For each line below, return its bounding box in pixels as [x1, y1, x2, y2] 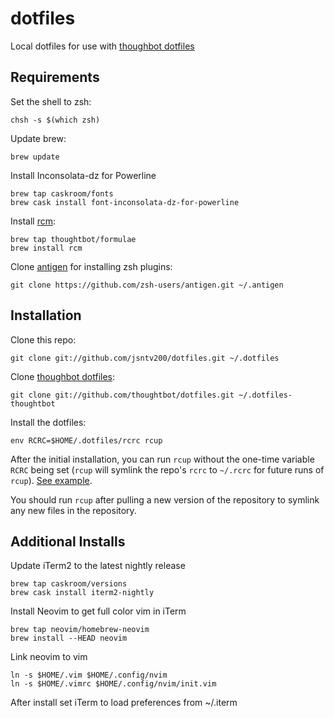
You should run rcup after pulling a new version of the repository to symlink [10, 493, 320, 506]
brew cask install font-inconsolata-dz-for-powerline [10, 197, 240, 207]
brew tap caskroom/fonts [10, 188, 114, 199]
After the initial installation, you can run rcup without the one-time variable [10, 453, 315, 465]
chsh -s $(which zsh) [10, 115, 101, 125]
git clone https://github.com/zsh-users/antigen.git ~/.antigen [10, 280, 284, 290]
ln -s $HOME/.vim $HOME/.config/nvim [10, 670, 168, 681]
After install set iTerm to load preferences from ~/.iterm [10, 697, 238, 709]
